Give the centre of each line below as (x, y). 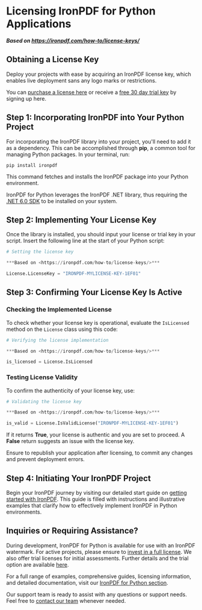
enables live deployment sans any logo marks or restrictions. (81, 80)
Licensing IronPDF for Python (81, 11)
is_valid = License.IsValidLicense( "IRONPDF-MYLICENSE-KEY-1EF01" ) (93, 423)
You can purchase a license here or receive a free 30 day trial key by (91, 92)
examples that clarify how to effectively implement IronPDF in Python (92, 506)
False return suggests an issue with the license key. (70, 441)
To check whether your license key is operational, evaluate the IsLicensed (98, 322)
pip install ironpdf (32, 165)
